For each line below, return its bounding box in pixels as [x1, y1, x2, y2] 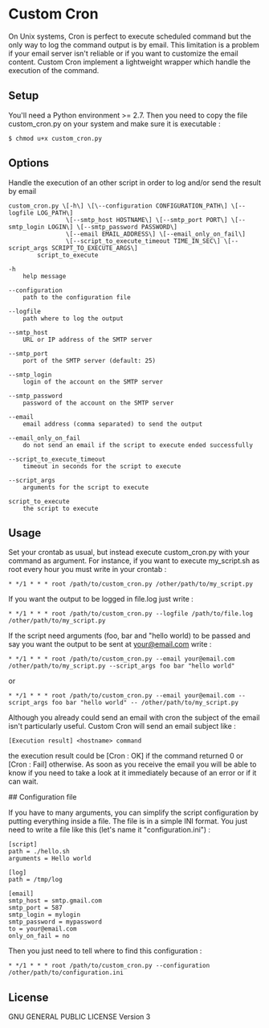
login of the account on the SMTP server [22, 377, 163, 386]
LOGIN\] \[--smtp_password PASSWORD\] [47, 223, 178, 231]
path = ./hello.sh [8, 848, 70, 856]
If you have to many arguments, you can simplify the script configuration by [8, 808, 259, 817]
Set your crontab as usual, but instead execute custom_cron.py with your [8, 548, 251, 557]
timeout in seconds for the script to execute [22, 462, 181, 471]
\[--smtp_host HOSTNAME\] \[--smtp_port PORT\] [65, 216, 228, 224]
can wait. [8, 777, 39, 787]
